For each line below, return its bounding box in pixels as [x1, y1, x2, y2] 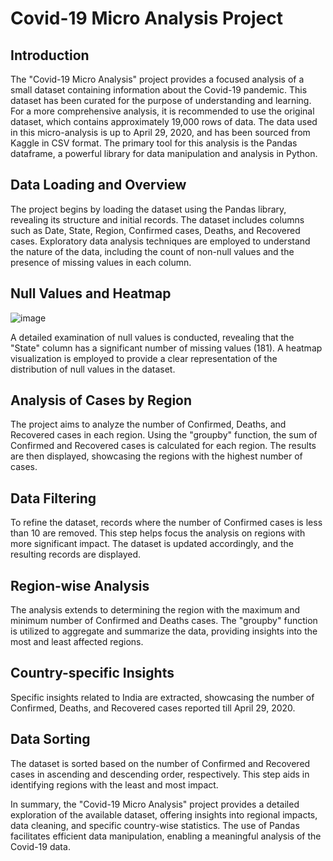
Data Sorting [10, 731, 91, 748]
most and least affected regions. [10, 636, 144, 648]
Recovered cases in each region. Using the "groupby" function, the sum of [10, 429, 318, 441]
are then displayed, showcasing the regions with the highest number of [10, 450, 303, 462]
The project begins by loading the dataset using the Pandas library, [10, 203, 287, 215]
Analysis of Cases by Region [10, 392, 193, 409]
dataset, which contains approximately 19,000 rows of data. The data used [10, 116, 318, 127]
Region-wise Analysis [10, 577, 150, 594]
